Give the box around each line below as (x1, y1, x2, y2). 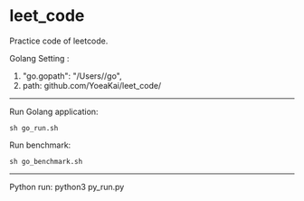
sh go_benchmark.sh (9, 157, 83, 166)
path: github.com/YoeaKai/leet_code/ (22, 80, 162, 91)
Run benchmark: (9, 139, 71, 150)
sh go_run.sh (9, 123, 59, 132)
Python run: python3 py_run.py (9, 181, 125, 192)
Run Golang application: (9, 106, 99, 117)
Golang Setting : (9, 53, 70, 63)
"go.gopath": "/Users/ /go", (22, 70, 122, 81)
